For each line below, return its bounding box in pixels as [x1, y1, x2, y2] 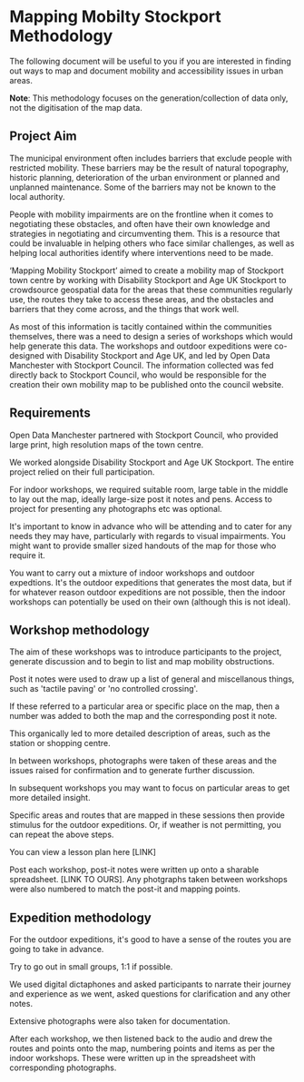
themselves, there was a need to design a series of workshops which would [9, 330, 293, 341]
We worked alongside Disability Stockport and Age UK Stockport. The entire [9, 457, 295, 467]
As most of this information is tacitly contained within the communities [9, 320, 272, 332]
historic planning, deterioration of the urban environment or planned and [9, 172, 280, 182]
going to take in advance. [9, 944, 104, 955]
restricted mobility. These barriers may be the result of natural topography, [9, 162, 289, 173]
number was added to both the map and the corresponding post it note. [9, 711, 278, 722]
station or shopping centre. [9, 738, 111, 749]
